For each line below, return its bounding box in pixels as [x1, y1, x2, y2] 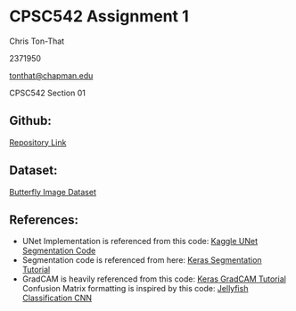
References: [9, 212, 78, 227]
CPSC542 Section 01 [9, 87, 86, 98]
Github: [9, 113, 52, 128]
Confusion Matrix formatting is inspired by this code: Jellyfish [21, 283, 249, 294]
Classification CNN [21, 292, 92, 304]
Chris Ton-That [9, 36, 65, 46]
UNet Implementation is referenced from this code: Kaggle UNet [21, 236, 259, 247]
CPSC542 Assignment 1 [9, 6, 189, 27]
